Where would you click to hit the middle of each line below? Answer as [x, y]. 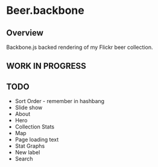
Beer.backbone [45, 11]
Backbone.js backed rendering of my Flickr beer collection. [80, 47]
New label [27, 153]
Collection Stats [35, 127]
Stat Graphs [30, 146]
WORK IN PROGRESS [46, 66]
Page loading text [37, 140]
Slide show [29, 108]
